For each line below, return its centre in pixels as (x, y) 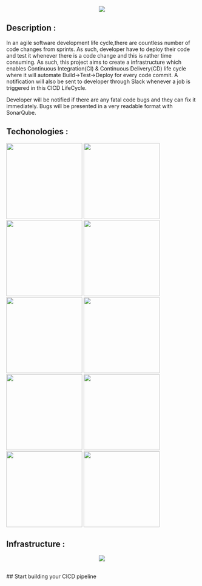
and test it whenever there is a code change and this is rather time (89, 55)
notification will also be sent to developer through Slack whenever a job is (99, 81)
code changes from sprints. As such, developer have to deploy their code (98, 49)
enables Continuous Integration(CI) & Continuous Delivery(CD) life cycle (96, 68)
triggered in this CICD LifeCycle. (46, 87)
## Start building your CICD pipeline (52, 576)
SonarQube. (21, 112)
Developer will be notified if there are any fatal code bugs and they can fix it (101, 100)
